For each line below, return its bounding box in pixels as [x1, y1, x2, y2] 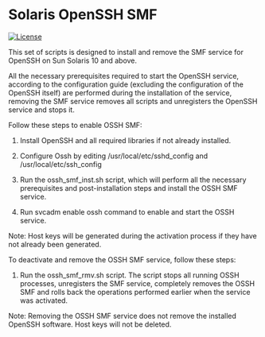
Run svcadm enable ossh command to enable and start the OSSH [19, 207, 235, 216]
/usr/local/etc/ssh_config [19, 159, 102, 168]
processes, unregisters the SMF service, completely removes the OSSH [19, 278, 255, 288]
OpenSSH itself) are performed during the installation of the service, [8, 87, 232, 97]
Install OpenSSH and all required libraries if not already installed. [19, 135, 232, 145]
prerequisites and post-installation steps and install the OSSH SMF [19, 183, 238, 192]
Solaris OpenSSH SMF [8, 6, 158, 24]
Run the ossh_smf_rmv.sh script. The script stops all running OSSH [19, 270, 240, 280]
